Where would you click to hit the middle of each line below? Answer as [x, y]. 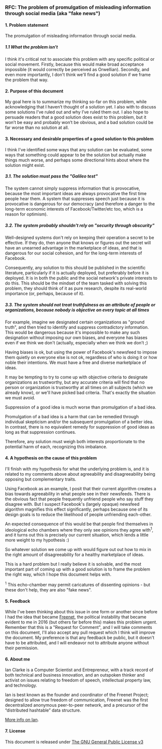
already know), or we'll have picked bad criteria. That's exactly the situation [80, 392]
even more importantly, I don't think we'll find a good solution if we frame [78, 75]
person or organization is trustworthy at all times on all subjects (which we [79, 388]
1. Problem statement [27, 25]
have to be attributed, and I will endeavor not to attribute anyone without [77, 643]
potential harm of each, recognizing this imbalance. [56, 447]
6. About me [18, 659]
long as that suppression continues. [41, 432]
